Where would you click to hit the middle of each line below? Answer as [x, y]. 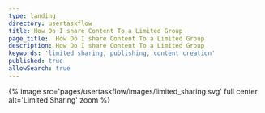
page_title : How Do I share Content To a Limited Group [107, 38]
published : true [36, 61]
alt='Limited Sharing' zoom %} [60, 100]
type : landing [32, 16]
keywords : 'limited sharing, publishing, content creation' [112, 53]
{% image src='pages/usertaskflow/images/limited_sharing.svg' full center [133, 91]
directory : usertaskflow [50, 23]
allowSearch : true [39, 69]
